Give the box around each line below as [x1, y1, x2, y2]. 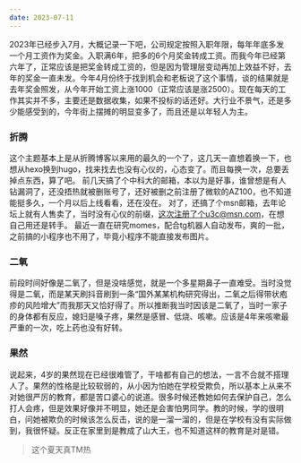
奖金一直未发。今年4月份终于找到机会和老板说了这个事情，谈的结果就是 [24, 73, 289, 83]
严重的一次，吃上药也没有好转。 [9, 322, 127, 333]
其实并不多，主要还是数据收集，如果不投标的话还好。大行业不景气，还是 [16, 95, 284, 106]
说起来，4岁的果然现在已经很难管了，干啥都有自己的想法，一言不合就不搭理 [9, 369, 289, 380]
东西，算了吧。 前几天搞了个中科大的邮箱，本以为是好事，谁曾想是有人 [24, 175, 287, 185]
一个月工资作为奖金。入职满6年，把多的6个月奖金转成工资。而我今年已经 [9, 50, 279, 61]
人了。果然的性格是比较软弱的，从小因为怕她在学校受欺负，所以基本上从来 [9, 380, 284, 390]
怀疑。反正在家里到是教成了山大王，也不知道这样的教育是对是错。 [39, 424, 284, 435]
